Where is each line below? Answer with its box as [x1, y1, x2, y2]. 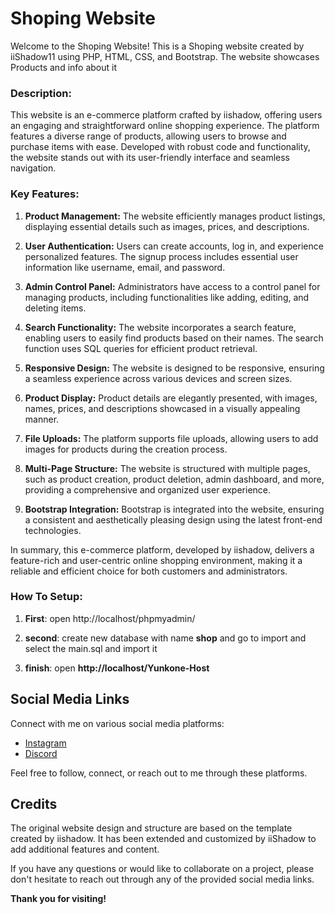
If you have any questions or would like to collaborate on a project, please [10, 863, 315, 875]
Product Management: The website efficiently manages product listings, [24, 210, 326, 222]
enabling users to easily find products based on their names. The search [24, 332, 324, 344]
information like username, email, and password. [24, 261, 226, 273]
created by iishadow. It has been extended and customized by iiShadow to [10, 833, 317, 845]
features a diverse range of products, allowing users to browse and [10, 130, 287, 142]
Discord [24, 747, 58, 759]
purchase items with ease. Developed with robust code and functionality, [10, 141, 311, 153]
